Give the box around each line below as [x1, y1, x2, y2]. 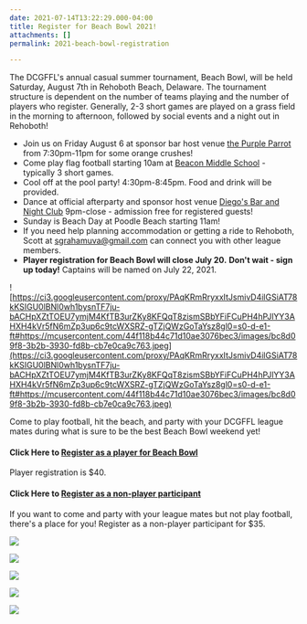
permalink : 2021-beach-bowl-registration [9, 38, 170, 48]
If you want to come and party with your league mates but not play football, [9, 508, 293, 519]
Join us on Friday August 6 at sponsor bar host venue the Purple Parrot [22, 138, 291, 149]
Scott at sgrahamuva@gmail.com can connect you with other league [22, 235, 281, 247]
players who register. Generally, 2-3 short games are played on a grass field [9, 101, 295, 112]
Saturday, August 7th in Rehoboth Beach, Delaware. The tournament [9, 81, 267, 92]
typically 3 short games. [22, 167, 114, 178]
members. [22, 245, 61, 256]
